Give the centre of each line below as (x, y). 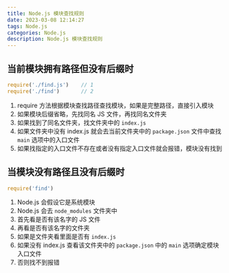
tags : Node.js (28, 26)
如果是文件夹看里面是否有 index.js (67, 237)
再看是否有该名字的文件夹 (53, 228)
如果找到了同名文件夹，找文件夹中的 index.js (81, 122)
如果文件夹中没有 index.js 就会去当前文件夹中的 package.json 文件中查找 (119, 131)
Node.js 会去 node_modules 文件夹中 (67, 211)
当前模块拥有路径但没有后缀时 (70, 68)
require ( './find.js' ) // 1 (51, 85)
